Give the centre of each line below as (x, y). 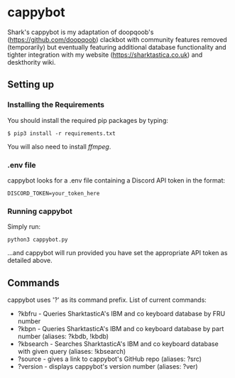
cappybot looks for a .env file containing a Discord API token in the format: (116, 180)
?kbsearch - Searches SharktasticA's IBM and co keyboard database (118, 344)
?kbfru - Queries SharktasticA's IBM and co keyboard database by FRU (121, 314)
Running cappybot (40, 211)
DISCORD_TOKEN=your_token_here (54, 193)
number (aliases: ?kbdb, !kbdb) (63, 336)
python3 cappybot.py (38, 240)
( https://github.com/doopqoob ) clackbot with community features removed (117, 39)
